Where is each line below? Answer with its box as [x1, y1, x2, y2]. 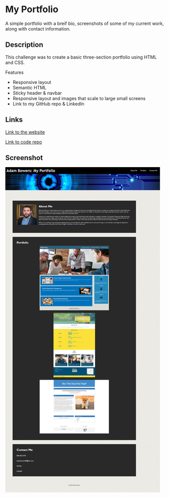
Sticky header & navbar [12, 90, 62, 96]
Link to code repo [5, 139, 42, 145]
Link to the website [5, 129, 45, 135]
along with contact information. [5, 25, 71, 32]
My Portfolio [5, 4, 59, 15]
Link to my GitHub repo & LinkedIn [12, 101, 85, 107]
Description [5, 41, 43, 49]
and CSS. [5, 59, 25, 66]
